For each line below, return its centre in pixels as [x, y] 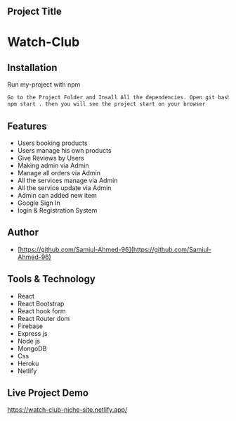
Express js [32, 333]
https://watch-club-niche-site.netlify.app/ [67, 410]
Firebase [30, 326]
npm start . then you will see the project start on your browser [106, 104]
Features [27, 126]
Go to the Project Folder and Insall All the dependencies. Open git [111, 98]
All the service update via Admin [64, 188]
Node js [29, 341]
